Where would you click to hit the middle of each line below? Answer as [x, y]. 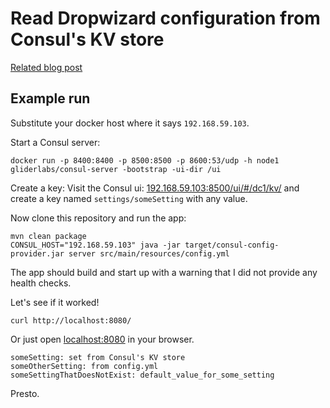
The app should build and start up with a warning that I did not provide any [164, 272]
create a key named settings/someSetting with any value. [129, 198]
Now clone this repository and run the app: [98, 218]
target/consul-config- [232, 245]
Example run [50, 98]
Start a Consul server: [55, 142]
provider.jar [37, 253]
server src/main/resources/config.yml [149, 253]
